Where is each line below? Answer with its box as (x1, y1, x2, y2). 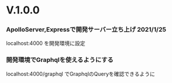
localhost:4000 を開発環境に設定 (6, 40, 86, 47)
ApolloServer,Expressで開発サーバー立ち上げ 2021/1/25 (6, 26, 166, 34)
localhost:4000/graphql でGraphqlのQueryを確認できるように (6, 70, 156, 77)
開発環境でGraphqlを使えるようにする (6, 56, 114, 64)
